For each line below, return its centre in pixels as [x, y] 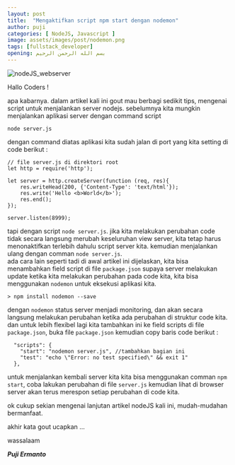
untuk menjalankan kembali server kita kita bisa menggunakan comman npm [117, 377]
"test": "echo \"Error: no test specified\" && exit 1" [104, 358]
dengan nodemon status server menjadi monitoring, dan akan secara [105, 310]
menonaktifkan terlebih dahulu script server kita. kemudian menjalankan [113, 246]
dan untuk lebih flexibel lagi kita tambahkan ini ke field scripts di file [106, 324]
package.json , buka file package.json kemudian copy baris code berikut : [113, 332]
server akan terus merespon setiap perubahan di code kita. [93, 392]
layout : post [27, 14]
